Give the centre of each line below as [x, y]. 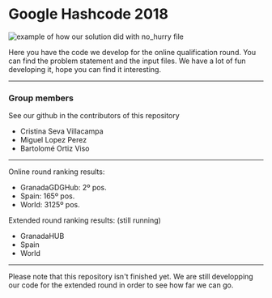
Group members [41, 98]
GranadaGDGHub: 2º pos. [63, 188]
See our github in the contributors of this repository [94, 116]
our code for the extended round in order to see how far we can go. [121, 285]
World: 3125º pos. [50, 205]
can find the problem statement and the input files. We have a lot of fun [127, 61]
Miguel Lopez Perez [53, 140]
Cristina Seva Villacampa [62, 131]
